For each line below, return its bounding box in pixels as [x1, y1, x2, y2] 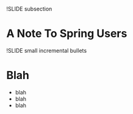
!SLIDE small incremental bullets [6, 47, 87, 54]
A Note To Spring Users [6, 27, 128, 40]
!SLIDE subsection [6, 6, 52, 12]
